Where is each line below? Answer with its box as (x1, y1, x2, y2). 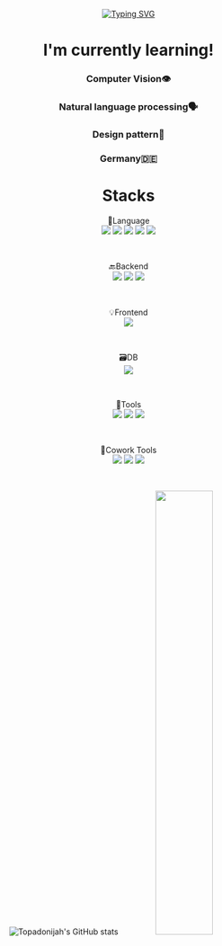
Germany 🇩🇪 (100, 152, 157, 165)
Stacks (102, 185, 155, 206)
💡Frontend (109, 307, 148, 317)
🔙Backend (109, 261, 148, 272)
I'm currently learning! (43, 40, 214, 60)
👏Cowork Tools (100, 444, 157, 455)
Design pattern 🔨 (92, 128, 165, 140)
